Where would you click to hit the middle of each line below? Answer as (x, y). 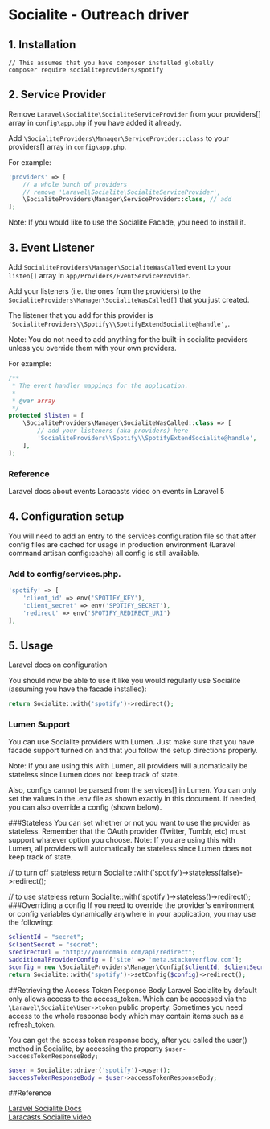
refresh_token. (32, 1024)
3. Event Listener (51, 247)
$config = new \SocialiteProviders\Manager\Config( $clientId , (115, 967)
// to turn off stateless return (55, 873)
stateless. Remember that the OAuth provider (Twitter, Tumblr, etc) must (127, 831)
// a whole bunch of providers (75, 184)
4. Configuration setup (66, 517)
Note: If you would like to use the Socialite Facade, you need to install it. (127, 222)
